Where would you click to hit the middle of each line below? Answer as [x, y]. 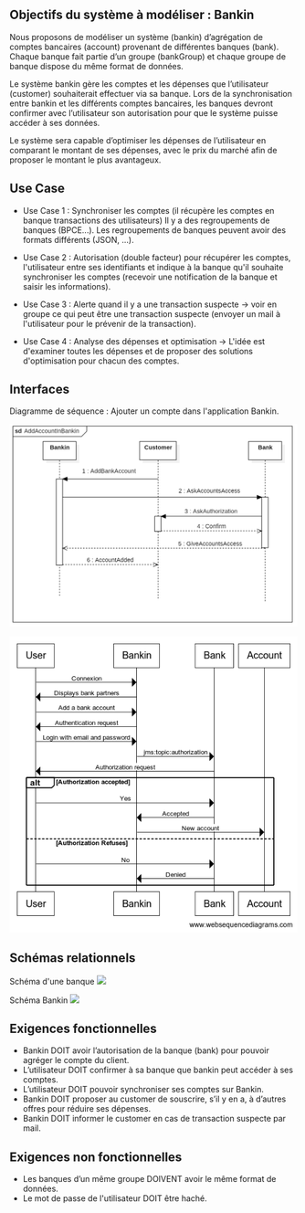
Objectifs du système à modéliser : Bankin [132, 15]
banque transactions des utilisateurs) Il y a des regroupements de [146, 220]
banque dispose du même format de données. [97, 66]
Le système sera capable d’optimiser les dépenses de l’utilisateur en [138, 140]
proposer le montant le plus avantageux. [85, 160]
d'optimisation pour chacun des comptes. [101, 361]
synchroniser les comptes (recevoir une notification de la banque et [150, 277]
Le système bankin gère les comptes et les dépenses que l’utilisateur [139, 84]
